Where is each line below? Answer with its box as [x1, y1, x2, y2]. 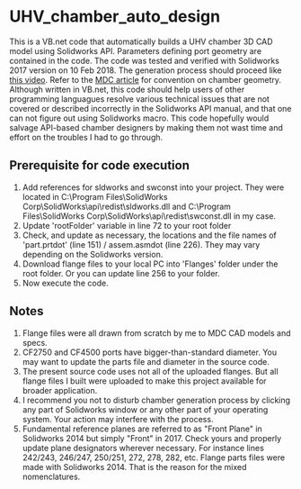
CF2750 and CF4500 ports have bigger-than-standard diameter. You [22, 347, 277, 358]
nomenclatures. [22, 471, 81, 482]
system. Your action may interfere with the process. [22, 413, 214, 424]
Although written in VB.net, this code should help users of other [9, 84, 245, 95]
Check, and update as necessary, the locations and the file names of [22, 230, 277, 240]
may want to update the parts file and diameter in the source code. [22, 356, 270, 367]
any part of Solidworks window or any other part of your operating [22, 403, 269, 415]
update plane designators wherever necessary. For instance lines [22, 442, 265, 453]
